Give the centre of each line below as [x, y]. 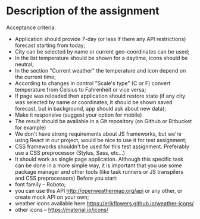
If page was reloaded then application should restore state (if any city [100, 96]
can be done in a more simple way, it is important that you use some [99, 165]
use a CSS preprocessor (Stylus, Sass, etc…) [70, 152]
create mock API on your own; [52, 197]
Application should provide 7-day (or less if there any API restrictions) [100, 39]
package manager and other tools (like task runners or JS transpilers [99, 171]
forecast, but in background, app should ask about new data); [90, 108]
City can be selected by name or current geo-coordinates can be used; [102, 51]
